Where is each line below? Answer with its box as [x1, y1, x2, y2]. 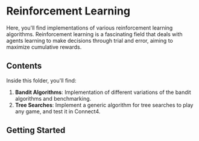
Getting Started [6, 125, 66, 136]
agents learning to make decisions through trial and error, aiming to [6, 37, 173, 44]
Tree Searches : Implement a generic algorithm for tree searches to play [14, 101, 194, 108]
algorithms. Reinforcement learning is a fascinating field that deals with [6, 30, 183, 37]
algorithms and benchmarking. [14, 95, 92, 102]
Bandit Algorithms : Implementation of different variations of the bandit [14, 89, 191, 96]
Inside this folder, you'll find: [6, 77, 77, 84]
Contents [6, 61, 42, 71]
